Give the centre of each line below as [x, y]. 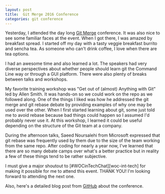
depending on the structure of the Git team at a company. [64, 126]
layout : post [19, 10]
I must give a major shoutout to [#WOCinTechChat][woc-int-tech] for [76, 166]
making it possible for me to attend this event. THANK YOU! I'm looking [78, 171]
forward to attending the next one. [40, 177]
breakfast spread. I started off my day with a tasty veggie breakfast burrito [81, 44]
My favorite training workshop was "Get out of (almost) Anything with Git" [81, 89]
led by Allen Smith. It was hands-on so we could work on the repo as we [79, 94]
